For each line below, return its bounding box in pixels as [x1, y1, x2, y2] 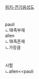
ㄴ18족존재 [5, 38, 25, 45]
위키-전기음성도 [5, 4, 35, 10]
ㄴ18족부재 [5, 27, 25, 33]
